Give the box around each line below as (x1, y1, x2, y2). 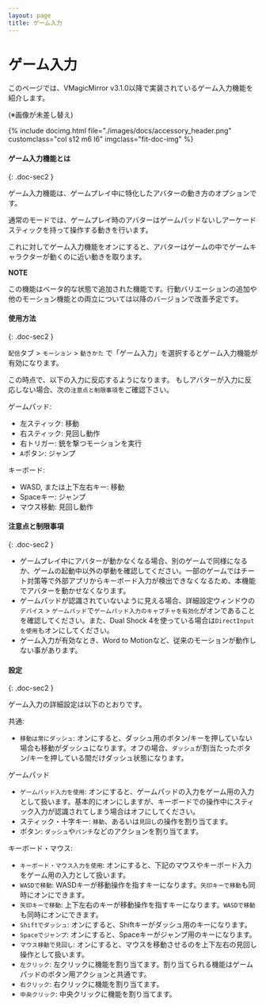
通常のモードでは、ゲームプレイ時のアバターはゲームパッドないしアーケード (8, 215, 256, 225)
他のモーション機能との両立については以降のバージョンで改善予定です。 (8, 294, 243, 303)
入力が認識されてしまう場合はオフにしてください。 (33, 807, 200, 816)
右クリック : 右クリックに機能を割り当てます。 (19, 980, 164, 989)
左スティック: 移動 (19, 418, 79, 428)
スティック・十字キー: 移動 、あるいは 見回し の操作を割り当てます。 (19, 817, 233, 827)
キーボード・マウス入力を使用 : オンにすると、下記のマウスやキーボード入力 (19, 861, 252, 870)
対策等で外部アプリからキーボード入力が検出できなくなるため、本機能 (26, 576, 256, 586)
